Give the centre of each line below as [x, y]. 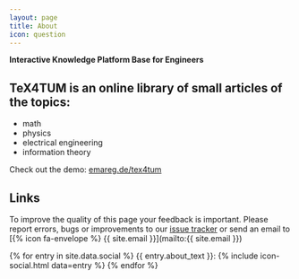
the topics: [40, 102]
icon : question [38, 34]
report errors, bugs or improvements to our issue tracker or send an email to [150, 229]
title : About [34, 26]
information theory [56, 153]
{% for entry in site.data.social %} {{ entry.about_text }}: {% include [134, 256]
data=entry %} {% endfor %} [104, 265]
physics [37, 133]
